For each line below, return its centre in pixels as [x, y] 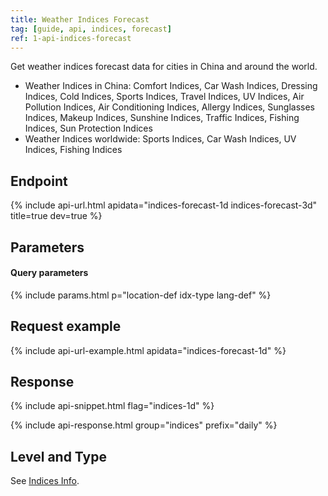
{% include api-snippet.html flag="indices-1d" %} [112, 406]
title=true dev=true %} [56, 216]
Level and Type [58, 456]
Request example [66, 326]
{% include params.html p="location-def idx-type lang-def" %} [141, 295]
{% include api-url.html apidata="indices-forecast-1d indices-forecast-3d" [164, 205]
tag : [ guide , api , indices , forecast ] [91, 29]
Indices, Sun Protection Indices [88, 128]
